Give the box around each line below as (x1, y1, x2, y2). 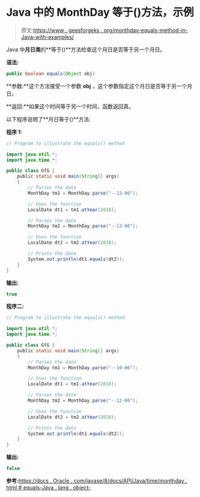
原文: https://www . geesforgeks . (20, 27, 103, 34)
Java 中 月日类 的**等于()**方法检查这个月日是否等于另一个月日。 (6, 46, 166, 53)
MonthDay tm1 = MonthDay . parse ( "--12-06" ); (28, 190, 138, 196)
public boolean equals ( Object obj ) (6, 71, 95, 77)
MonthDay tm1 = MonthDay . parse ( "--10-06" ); (28, 364, 138, 371)
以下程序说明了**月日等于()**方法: (6, 115, 91, 122)
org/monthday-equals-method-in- (103, 27, 188, 34)
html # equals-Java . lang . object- (6, 484, 91, 492)
